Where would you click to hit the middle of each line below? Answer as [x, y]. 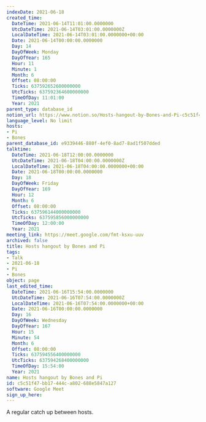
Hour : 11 [23, 63]
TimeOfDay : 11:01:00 [38, 98]
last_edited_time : [30, 286]
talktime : [19, 149]
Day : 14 [22, 47]
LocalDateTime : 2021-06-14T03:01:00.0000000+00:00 [78, 35]
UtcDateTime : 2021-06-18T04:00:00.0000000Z [68, 160]
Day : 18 [22, 178]
